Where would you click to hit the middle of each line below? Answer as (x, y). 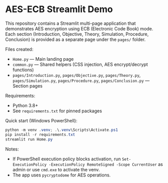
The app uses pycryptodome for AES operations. (61, 175)
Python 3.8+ (25, 105)
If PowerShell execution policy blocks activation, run (67, 159)
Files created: (19, 49)
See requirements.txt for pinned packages (57, 111)
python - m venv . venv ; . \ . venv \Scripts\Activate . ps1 (62, 130)
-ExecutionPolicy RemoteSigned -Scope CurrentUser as (106, 164)
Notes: (12, 149)
